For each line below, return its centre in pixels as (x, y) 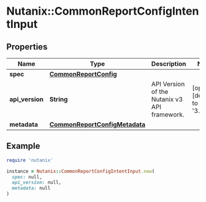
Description (169, 64)
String (59, 99)
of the (160, 92)
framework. (168, 114)
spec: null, (27, 177)
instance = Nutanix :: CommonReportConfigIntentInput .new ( (81, 171)
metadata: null (31, 188)
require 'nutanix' (30, 160)
